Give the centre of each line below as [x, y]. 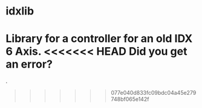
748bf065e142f [130, 99]
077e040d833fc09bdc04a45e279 [154, 93]
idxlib [20, 11]
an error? [29, 64]
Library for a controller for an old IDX [99, 39]
